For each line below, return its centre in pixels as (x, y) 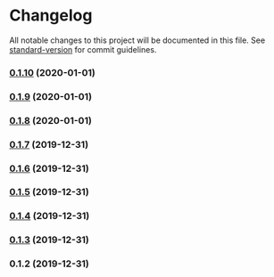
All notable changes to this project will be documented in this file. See (137, 40)
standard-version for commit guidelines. (83, 49)
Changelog (51, 16)
